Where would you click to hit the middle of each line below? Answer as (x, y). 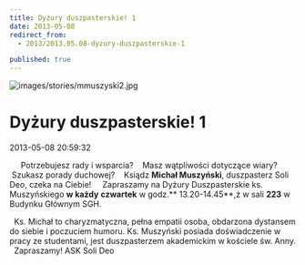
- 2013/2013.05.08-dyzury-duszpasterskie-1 (101, 43)
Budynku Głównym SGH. (56, 204)
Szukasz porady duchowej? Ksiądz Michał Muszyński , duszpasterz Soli (150, 175)
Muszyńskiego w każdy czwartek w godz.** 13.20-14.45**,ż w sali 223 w (150, 194)
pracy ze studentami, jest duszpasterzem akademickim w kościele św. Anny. (153, 241)
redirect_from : (38, 35)
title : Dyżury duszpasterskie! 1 (73, 18)
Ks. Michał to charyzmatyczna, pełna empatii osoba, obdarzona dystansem (154, 222)
